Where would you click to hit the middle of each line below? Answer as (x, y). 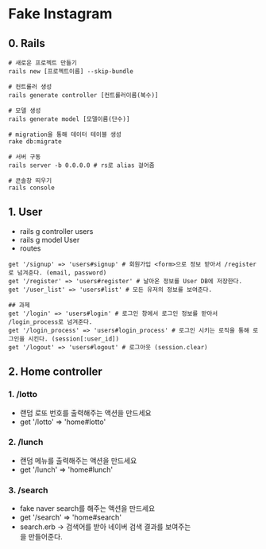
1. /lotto (23, 395)
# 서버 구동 (25, 157)
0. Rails (27, 43)
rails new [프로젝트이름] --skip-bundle (71, 72)
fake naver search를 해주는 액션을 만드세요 (87, 508)
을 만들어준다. (41, 537)
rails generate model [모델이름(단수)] (69, 119)
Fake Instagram (60, 14)
